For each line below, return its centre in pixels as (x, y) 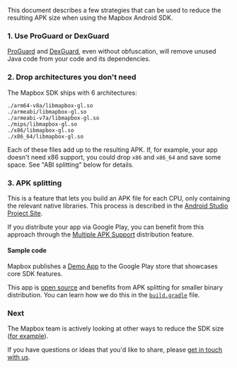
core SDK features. (35, 274)
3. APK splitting (35, 183)
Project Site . (25, 213)
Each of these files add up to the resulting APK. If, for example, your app (112, 149)
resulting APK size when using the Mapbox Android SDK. (90, 18)
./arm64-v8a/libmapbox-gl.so (50, 105)
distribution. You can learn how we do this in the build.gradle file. (104, 295)
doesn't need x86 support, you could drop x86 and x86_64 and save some (114, 157)
